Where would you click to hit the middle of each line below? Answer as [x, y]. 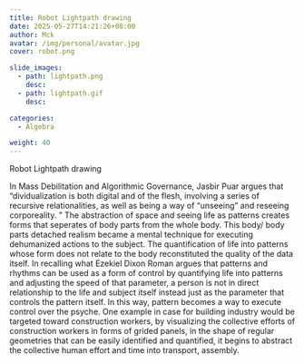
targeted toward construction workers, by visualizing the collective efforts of [152, 321]
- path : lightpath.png [60, 77]
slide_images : [36, 68]
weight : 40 [30, 143]
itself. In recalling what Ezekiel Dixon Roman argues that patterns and [139, 263]
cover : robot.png [42, 52]
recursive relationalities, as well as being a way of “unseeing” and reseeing [149, 206]
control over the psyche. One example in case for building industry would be [152, 312]
